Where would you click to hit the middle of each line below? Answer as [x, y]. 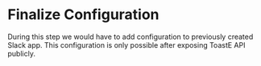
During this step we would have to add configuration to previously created [130, 37]
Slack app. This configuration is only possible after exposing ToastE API [126, 45]
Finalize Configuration [83, 15]
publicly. [21, 53]
